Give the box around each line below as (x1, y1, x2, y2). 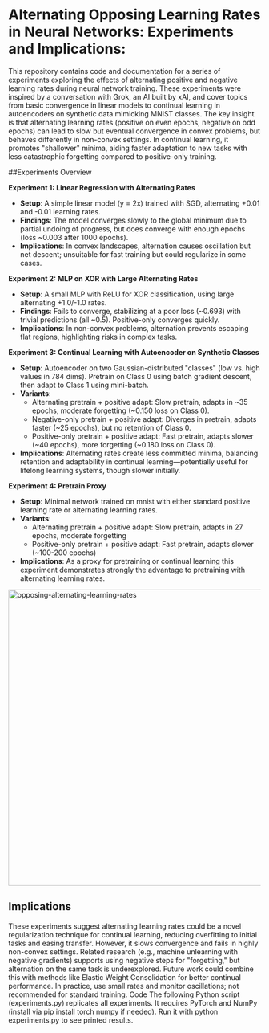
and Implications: (8, 40, 126, 58)
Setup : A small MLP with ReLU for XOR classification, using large (19, 289, 235, 299)
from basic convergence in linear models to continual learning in (8, 100, 220, 110)
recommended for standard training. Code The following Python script (8, 990, 240, 999)
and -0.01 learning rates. (19, 206, 102, 216)
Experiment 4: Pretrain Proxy (8, 480, 106, 491)
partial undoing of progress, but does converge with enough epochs (19, 223, 246, 234)
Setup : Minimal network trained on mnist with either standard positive (19, 496, 251, 506)
